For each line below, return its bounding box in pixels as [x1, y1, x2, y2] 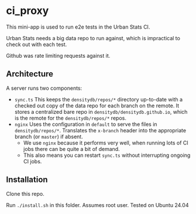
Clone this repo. [6, 190, 45, 197]
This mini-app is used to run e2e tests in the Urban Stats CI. [6, 23, 150, 30]
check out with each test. [6, 41, 67, 48]
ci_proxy [6, 4, 49, 17]
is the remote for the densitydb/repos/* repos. [14, 114, 127, 121]
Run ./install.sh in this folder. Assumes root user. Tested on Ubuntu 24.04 [6, 201, 189, 208]
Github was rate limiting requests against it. [6, 52, 111, 59]
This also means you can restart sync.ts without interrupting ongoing [23, 152, 191, 159]
